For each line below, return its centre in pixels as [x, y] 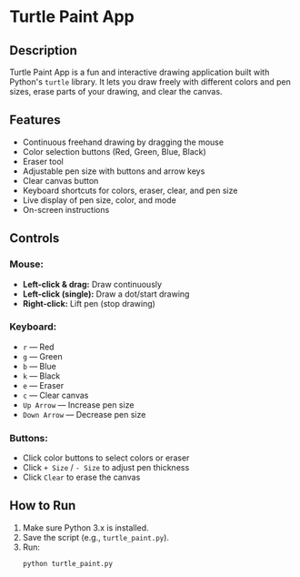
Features [35, 120]
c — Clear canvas [55, 395]
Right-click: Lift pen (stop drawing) [89, 303]
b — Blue [39, 366]
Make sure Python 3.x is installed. [85, 527]
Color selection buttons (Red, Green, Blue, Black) [114, 151]
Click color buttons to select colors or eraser [106, 458]
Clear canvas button [60, 180]
